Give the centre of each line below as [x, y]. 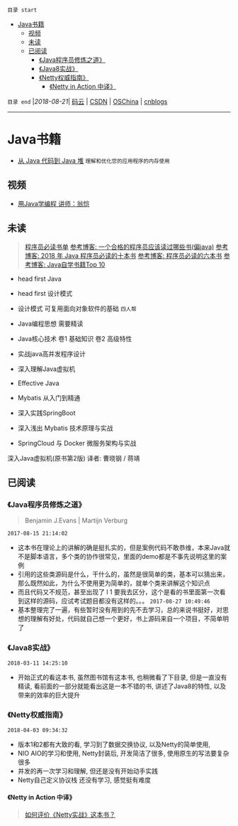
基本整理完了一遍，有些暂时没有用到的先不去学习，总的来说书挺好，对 [120, 610]
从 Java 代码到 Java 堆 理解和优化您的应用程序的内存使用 [93, 160]
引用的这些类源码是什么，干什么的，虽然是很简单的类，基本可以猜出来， [123, 574]
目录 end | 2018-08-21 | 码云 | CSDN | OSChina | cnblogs [87, 101]
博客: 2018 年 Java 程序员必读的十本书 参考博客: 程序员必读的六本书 [123, 255]
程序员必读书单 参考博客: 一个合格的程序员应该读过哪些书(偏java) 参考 [126, 247]
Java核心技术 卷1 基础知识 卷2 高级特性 [75, 338]
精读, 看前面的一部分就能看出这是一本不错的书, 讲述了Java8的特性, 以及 [122, 686]
